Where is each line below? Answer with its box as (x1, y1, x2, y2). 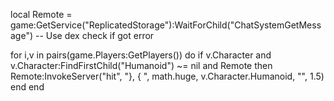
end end (10, 81, 45, 93)
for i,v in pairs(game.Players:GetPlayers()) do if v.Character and (10, 49, 272, 61)
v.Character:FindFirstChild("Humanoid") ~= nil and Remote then (10, 60, 273, 71)
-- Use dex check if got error (34, 30, 155, 41)
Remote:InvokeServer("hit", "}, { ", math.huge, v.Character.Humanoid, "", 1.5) (10, 70, 325, 82)
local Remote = (10, 9, 73, 20)
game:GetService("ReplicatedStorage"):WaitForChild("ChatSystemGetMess (10, 19, 322, 31)
